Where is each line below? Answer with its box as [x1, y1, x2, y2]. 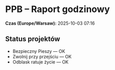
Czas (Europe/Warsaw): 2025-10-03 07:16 [5, 20, 95, 26]
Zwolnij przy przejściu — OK [12, 53, 72, 59]
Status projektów [5, 35, 61, 43]
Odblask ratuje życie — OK [12, 59, 69, 65]
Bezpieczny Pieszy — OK [12, 48, 66, 54]
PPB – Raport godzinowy [5, 4, 110, 15]
